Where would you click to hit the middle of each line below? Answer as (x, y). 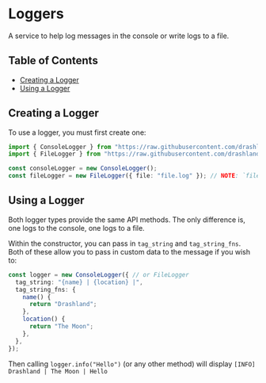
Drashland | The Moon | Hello (58, 371)
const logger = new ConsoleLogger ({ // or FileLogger (99, 274)
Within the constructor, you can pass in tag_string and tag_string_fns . (125, 243)
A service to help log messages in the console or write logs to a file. (119, 36)
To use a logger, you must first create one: (77, 132)
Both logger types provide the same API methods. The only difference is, (127, 220)
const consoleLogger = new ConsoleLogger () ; (83, 169)
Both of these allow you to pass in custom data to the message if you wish (129, 251)
